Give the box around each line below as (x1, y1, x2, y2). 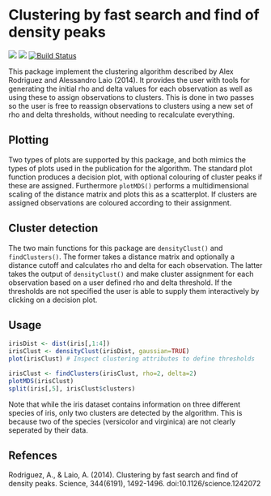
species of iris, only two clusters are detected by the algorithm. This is (8, 408, 243, 417)
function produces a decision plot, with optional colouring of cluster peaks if (8, 172, 263, 182)
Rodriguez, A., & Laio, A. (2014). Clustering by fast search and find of (8, 470, 239, 480)
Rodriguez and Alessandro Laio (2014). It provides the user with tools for (8, 75, 251, 84)
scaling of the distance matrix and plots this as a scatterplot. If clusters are (8, 189, 257, 199)
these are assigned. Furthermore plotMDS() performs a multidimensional (8, 180, 249, 190)
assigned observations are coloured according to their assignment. (8, 197, 232, 208)
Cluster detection (8, 222, 99, 235)
